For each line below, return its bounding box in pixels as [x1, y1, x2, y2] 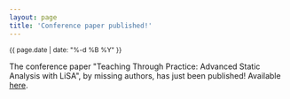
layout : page [9, 12, 58, 22]
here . [9, 80, 28, 90]
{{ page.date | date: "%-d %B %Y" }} [9, 45, 122, 54]
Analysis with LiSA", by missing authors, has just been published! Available [9, 70, 281, 80]
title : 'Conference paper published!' [9, 21, 153, 30]
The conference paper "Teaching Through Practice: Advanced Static [9, 61, 261, 72]
